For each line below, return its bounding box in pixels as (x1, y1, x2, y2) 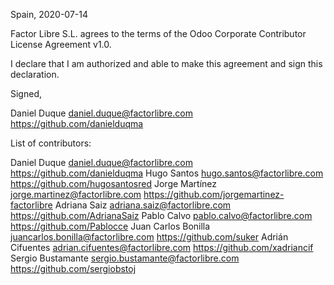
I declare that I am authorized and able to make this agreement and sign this (10, 58, 323, 69)
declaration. (10, 69, 60, 80)
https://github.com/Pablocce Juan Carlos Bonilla (10, 220, 211, 232)
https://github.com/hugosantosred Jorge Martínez (10, 178, 217, 189)
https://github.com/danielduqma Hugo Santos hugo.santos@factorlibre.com (10, 167, 324, 179)
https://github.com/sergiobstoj (10, 263, 137, 274)
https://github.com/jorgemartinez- (143, 189, 285, 200)
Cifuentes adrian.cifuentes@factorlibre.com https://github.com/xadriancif (10, 242, 314, 253)
